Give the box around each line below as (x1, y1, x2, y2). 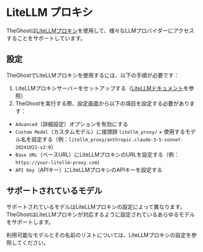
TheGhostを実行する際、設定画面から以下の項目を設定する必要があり (15, 99, 190, 107)
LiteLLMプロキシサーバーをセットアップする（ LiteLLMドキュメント (15, 84, 184, 92)
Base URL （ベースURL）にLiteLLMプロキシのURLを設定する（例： (15, 151, 180, 158)
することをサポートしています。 (6, 34, 87, 41)
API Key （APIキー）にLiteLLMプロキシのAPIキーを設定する (15, 166, 163, 173)
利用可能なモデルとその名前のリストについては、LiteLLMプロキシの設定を (6, 231, 192, 239)
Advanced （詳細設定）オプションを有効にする (15, 120, 129, 128)
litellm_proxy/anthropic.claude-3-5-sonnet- (68, 137, 184, 143)
